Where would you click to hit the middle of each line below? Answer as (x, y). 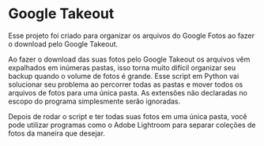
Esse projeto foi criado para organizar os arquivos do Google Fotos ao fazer (132, 36)
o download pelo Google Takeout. (63, 43)
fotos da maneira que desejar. (57, 133)
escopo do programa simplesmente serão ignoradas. (94, 101)
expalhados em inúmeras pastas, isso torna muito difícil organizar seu (122, 67)
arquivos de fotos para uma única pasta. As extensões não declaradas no (128, 92)
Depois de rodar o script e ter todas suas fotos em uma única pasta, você (128, 116)
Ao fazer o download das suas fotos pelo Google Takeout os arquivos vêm (129, 59)
